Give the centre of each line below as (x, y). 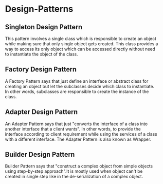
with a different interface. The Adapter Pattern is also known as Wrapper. (78, 139)
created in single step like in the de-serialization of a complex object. (74, 177)
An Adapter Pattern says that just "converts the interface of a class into (76, 124)
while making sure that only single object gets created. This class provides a (81, 44)
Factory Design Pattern (41, 69)
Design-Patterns (39, 9)
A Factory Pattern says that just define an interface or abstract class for (77, 81)
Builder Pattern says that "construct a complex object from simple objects (79, 166)
